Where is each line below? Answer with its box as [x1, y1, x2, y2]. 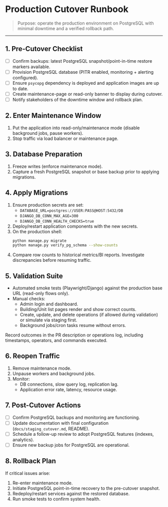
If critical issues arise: [5, 470, 50, 476]
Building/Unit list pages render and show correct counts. [19, 306, 136, 312]
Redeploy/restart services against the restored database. [12, 490, 130, 496]
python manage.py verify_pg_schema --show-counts [12, 243, 118, 248]
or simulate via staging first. [19, 317, 77, 323]
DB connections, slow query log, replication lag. [19, 381, 118, 387]
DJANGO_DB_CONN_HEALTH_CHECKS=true [19, 219, 94, 224]
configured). [12, 74, 38, 81]
